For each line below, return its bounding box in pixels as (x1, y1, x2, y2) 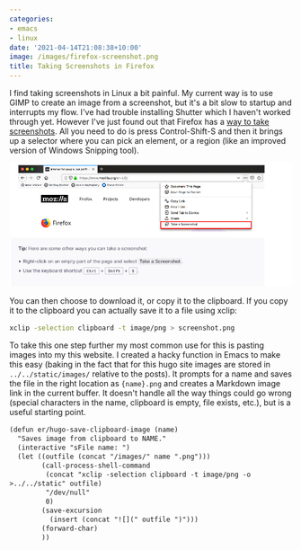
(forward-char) (41, 524, 99, 534)
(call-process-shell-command (41, 461, 151, 471)
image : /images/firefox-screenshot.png (9, 52, 159, 62)
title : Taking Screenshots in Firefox (9, 62, 155, 71)
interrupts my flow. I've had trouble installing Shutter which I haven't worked (9, 107, 291, 117)
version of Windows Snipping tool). (9, 145, 139, 155)
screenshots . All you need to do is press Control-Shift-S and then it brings (9, 126, 283, 137)
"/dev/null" (45, 488, 91, 498)
